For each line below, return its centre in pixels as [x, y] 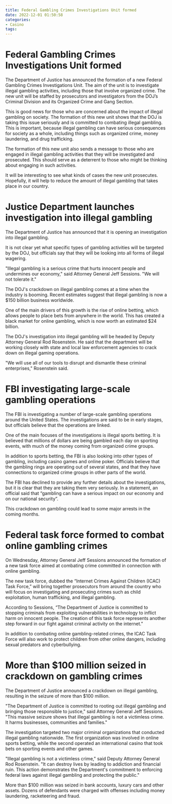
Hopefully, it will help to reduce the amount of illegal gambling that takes [82, 181]
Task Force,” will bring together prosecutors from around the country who [83, 586]
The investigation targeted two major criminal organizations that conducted [85, 732]
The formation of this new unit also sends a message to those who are [80, 149]
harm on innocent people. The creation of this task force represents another [86, 618]
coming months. [23, 514]
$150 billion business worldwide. [40, 300]
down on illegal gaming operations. [42, 353]
